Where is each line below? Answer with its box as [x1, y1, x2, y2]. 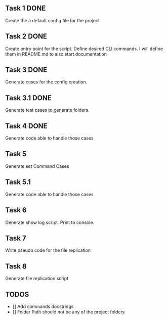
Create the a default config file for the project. [5, 17, 101, 23]
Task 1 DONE [5, 4, 46, 13]
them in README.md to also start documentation [5, 51, 107, 57]
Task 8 [5, 262, 27, 270]
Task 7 [5, 234, 26, 242]
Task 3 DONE [5, 66, 48, 74]
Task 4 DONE [5, 121, 48, 130]
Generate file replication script [5, 276, 69, 282]
